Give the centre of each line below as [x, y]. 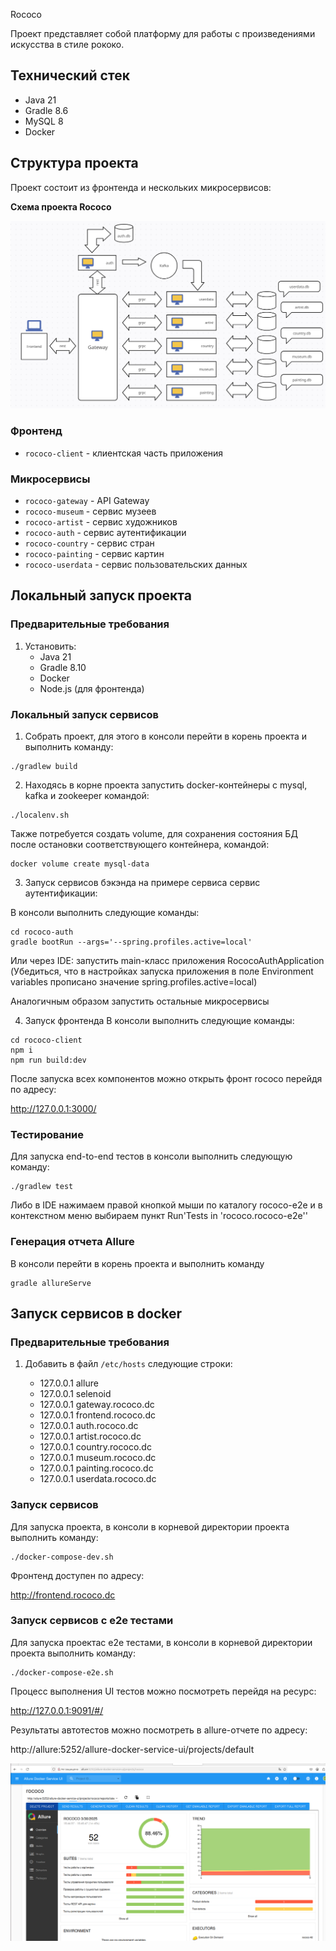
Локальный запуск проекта [101, 595]
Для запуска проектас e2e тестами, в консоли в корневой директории [161, 1642]
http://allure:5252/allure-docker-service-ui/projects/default [132, 1749]
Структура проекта [74, 163]
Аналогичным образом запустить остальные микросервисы [140, 1001]
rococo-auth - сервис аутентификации [105, 532]
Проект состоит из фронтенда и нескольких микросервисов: [141, 187]
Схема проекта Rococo [61, 206]
